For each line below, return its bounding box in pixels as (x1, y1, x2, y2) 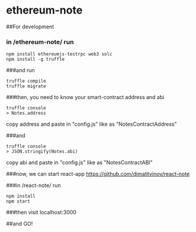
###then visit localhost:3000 (6, 209, 77, 216)
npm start (6, 198, 31, 204)
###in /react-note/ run (6, 182, 61, 189)
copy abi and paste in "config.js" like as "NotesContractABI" (6, 159, 153, 166)
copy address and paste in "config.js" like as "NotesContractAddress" (6, 120, 177, 128)
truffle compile (6, 78, 46, 84)
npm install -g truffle (6, 57, 65, 63)
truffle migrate (6, 83, 46, 89)
